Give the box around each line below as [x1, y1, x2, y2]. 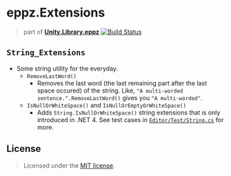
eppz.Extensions [6, 5, 106, 21]
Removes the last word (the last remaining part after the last [37, 79, 208, 87]
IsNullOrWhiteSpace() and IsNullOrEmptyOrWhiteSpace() [26, 101, 187, 109]
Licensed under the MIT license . [23, 161, 115, 170]
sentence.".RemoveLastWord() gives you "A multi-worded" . [37, 93, 203, 101]
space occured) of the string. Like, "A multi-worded [37, 86, 183, 95]
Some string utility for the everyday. [16, 64, 119, 72]
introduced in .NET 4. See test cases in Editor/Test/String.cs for [37, 115, 224, 124]
